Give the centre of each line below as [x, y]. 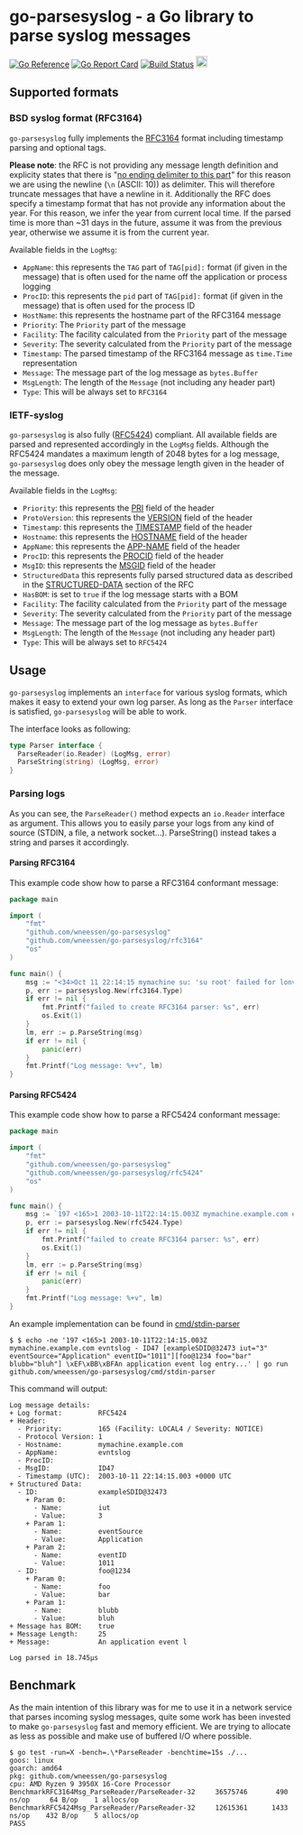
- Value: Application [88, 1539]
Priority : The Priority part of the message [104, 324]
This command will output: [59, 1388]
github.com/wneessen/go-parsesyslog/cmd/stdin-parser [113, 1372]
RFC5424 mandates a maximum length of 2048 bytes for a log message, [144, 454]
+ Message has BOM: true [62, 1626]
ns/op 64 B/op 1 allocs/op [74, 1800]
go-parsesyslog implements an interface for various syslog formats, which [148, 692]
